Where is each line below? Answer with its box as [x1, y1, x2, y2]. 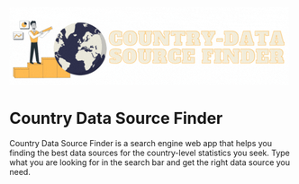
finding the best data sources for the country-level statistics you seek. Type [9, 147, 291, 158]
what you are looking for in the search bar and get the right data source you [9, 156, 291, 168]
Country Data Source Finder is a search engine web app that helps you [9, 137, 273, 148]
